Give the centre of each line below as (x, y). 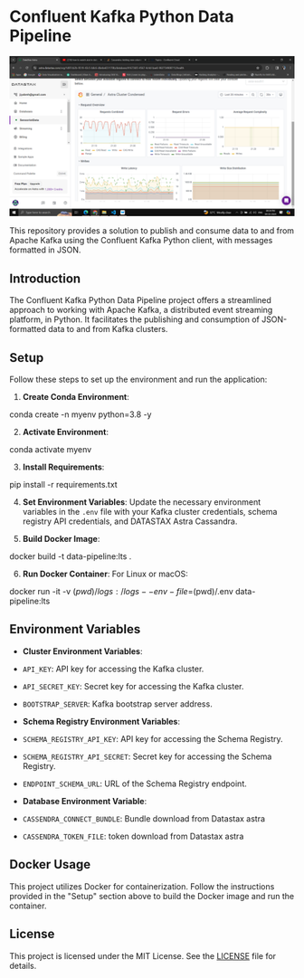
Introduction (45, 278)
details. (23, 965)
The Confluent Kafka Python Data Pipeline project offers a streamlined (140, 300)
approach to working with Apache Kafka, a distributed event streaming (141, 310)
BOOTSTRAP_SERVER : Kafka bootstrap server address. (117, 704)
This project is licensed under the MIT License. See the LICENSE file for (143, 955)
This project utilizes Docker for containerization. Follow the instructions (142, 886)
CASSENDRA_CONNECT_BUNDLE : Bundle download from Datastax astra (143, 818)
